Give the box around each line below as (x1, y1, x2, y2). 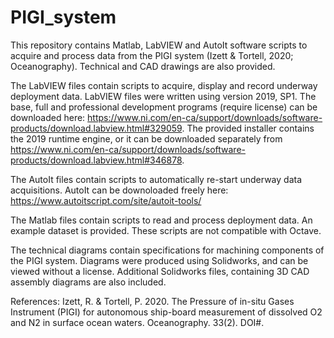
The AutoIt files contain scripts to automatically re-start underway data (10, 173, 303, 185)
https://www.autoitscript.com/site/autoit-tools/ (10, 194, 202, 206)
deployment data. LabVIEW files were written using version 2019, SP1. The (10, 90, 317, 102)
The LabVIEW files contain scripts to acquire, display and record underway (10, 79, 318, 91)
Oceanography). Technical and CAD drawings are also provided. (10, 60, 276, 72)
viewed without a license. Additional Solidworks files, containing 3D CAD (10, 265, 310, 277)
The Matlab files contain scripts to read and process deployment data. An (10, 214, 313, 226)
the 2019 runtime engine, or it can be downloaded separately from (10, 132, 283, 145)
